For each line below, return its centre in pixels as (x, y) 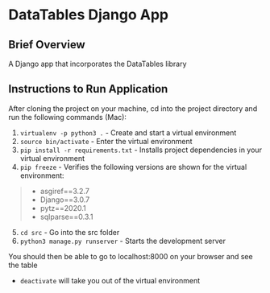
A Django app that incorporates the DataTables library (98, 64)
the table (23, 265)
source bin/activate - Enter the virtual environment (106, 141)
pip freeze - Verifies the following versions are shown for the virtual (133, 167)
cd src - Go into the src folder (70, 232)
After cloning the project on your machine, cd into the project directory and (133, 108)
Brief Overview (47, 45)
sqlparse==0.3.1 (66, 217)
